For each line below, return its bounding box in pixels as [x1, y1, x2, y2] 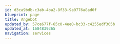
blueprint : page [5, 12, 39, 17]
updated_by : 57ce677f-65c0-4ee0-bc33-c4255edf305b [5, 21, 115, 27]
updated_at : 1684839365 [5, 26, 56, 31]
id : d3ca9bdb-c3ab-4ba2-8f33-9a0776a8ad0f [5, 7, 97, 13]
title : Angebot [5, 17, 37, 22]
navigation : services [5, 31, 51, 36]
